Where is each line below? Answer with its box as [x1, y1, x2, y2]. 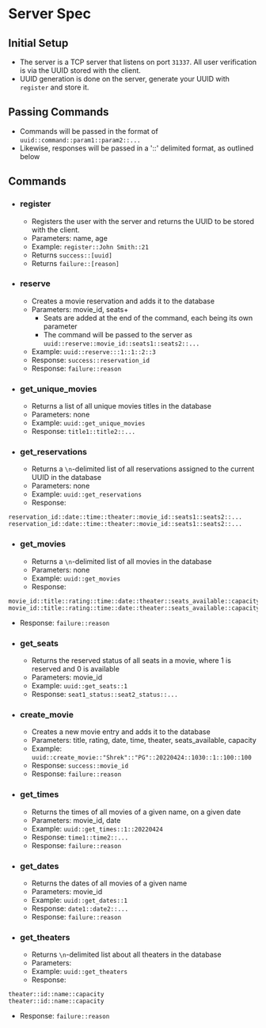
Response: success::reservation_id [31, 355, 150, 364]
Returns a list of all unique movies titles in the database [31, 402, 212, 411]
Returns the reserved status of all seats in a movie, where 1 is [31, 655, 232, 665]
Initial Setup [8, 36, 69, 50]
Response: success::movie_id [31, 761, 129, 771]
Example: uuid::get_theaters [31, 967, 128, 977]
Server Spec [8, 5, 91, 23]
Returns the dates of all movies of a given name [31, 878, 188, 888]
